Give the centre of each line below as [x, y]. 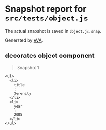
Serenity [23, 93]
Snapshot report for [46, 9]
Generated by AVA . [24, 40]
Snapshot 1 [28, 67]
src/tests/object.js [47, 18]
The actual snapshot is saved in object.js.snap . [53, 31]
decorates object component [50, 56]
